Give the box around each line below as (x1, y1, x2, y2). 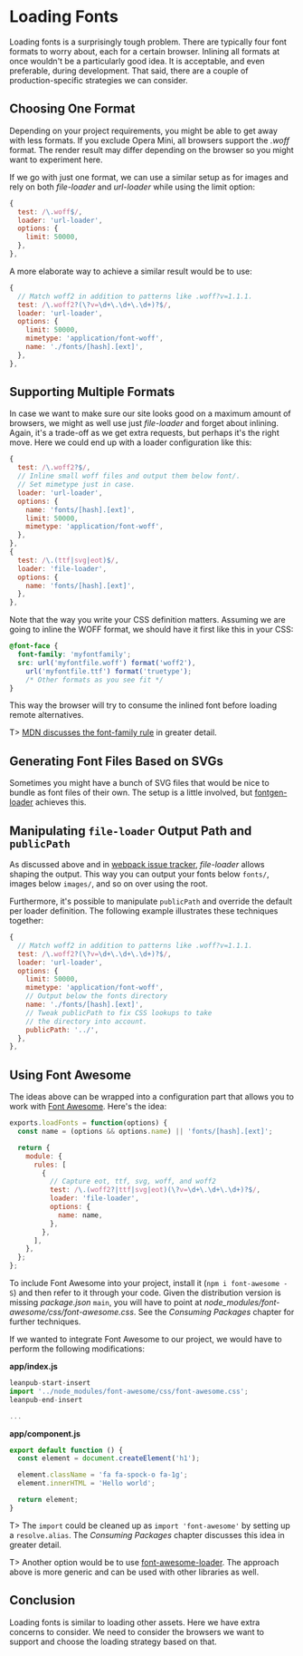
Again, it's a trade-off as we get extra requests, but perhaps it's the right (9, 428, 279, 439)
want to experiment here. (9, 154, 103, 165)
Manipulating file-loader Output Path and (9, 823, 252, 838)
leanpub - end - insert (9, 1395, 83, 1404)
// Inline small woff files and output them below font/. (17, 471, 241, 481)
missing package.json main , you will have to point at (9, 1297, 203, 1307)
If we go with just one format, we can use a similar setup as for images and (9, 171, 289, 182)
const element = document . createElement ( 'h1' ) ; (17, 1454, 201, 1463)
